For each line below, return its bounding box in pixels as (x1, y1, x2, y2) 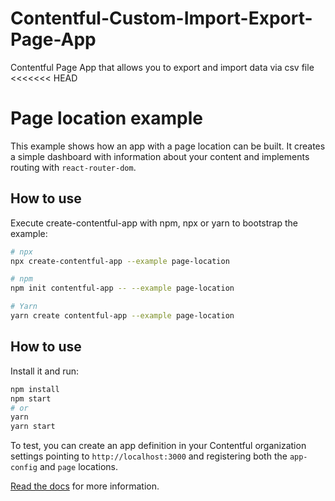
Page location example (10, 107, 203, 130)
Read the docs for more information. (10, 480, 160, 492)
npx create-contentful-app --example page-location (10, 256, 230, 266)
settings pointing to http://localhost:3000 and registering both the (10, 450, 288, 462)
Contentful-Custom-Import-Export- (10, 7, 313, 30)
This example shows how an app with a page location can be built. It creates (10, 140, 326, 152)
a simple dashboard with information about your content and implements (10, 150, 310, 162)
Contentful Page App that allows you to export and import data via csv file (10, 61, 315, 73)
